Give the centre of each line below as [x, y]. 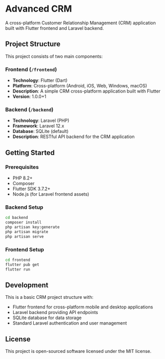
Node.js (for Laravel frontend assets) [51, 194]
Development [27, 285]
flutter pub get [22, 264]
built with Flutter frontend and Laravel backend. [55, 28]
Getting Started [30, 152]
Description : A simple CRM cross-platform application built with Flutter [86, 91]
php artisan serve [24, 236]
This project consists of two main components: [54, 56]
